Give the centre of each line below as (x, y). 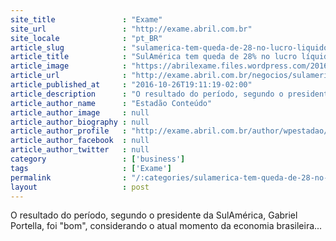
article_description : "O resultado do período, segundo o (147, 94)
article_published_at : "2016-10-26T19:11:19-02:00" (131, 85)
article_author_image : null (80, 112)
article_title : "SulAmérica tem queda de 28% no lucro (154, 57)
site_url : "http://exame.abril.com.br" (131, 29)
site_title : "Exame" (86, 19)
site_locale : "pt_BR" (86, 38)
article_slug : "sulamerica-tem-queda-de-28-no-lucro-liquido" (171, 47)
